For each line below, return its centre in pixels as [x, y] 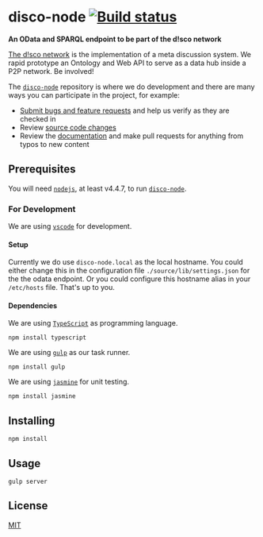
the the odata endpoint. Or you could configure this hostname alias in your [130, 279]
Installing [32, 421]
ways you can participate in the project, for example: [94, 95]
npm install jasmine [42, 396]
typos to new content [54, 144]
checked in [38, 118]
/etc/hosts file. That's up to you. [61, 288]
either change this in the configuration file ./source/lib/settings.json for [129, 271]
